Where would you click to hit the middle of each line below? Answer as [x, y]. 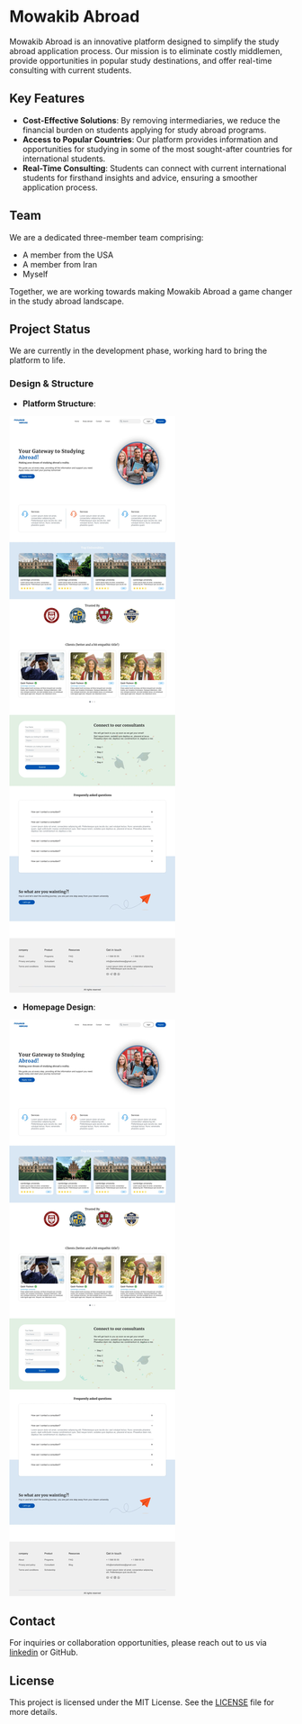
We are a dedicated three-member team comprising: [107, 237]
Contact [32, 1622]
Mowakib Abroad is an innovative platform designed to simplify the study [144, 41]
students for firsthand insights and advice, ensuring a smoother [140, 177]
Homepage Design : [59, 1007]
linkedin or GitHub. [44, 1652]
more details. [34, 1712]
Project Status [50, 329]
